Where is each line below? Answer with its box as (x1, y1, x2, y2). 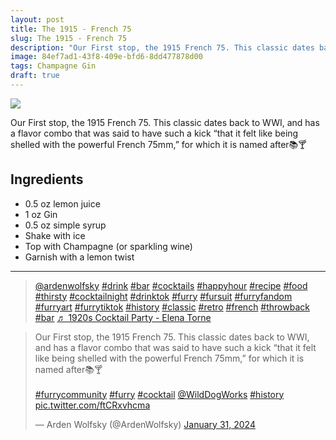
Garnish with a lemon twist (24, 251, 135, 263)
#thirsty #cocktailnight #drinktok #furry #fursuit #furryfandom (34, 290, 293, 302)
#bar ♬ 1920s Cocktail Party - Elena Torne (34, 311, 212, 323)
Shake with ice (24, 229, 86, 241)
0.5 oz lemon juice (24, 197, 101, 210)
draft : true (10, 71, 60, 81)
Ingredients (10, 171, 84, 188)
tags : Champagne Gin (10, 61, 97, 71)
